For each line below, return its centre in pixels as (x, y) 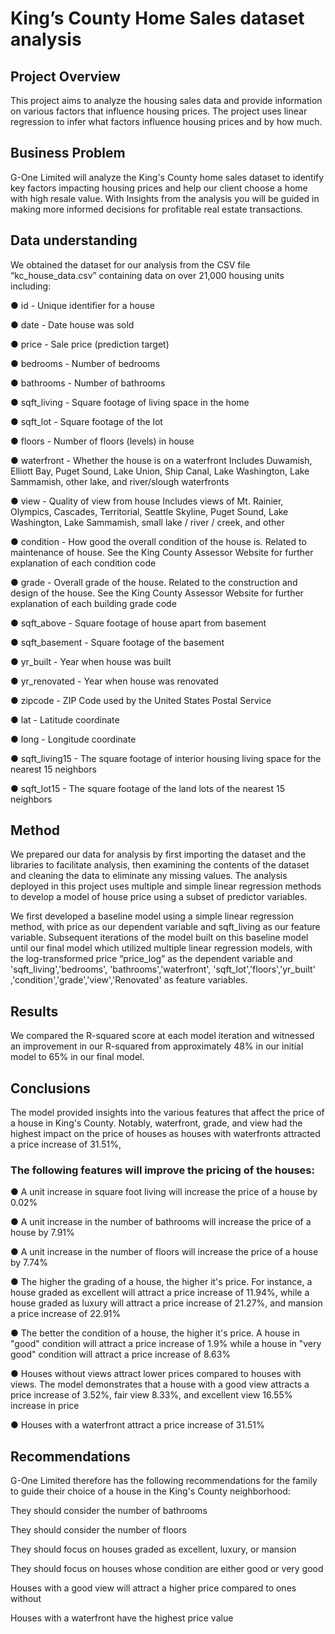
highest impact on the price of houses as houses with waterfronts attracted (165, 1134)
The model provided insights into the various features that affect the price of (167, 1113)
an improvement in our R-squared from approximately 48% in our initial (157, 1046)
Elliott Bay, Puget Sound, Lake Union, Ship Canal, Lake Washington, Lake (160, 471)
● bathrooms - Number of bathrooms (88, 383)
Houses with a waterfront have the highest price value (122, 1618)
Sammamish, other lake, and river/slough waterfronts (120, 481)
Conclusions (50, 1088)
